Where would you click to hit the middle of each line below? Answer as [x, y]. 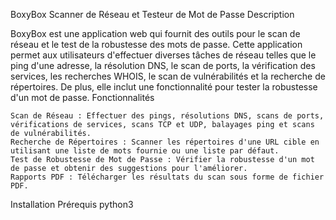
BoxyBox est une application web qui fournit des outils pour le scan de [155, 33]
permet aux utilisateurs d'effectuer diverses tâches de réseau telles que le [163, 55]
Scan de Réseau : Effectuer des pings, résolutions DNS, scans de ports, [167, 116]
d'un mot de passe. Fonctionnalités [82, 97]
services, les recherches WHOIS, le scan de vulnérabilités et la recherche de [168, 76]
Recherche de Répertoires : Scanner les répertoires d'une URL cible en [165, 142]
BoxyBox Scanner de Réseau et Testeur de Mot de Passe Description [152, 14]
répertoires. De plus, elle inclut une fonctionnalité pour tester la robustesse [164, 87]
